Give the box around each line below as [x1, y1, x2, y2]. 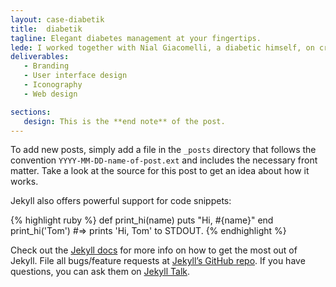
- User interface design [23, 71, 128, 81]
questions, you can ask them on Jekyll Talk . [10, 266, 191, 278]
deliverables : [10, 52, 70, 62]
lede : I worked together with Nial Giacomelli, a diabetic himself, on [10, 42, 315, 53]
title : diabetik [10, 24, 83, 34]
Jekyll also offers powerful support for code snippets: [10, 195, 232, 207]
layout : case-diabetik [10, 14, 105, 25]
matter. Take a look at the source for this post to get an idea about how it [10, 165, 310, 177]
